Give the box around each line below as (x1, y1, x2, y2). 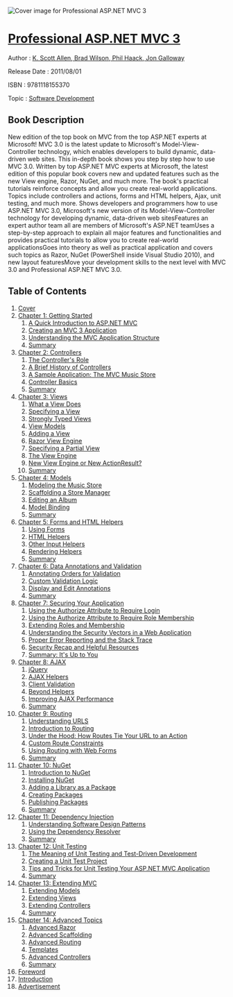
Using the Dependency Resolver (28, 827, 121, 835)
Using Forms (28, 525, 65, 534)
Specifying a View (28, 407, 80, 416)
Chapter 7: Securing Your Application (17, 599, 124, 607)
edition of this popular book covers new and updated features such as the (8, 169, 219, 178)
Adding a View (28, 429, 70, 437)
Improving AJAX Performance (28, 695, 114, 703)
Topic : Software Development (8, 94, 94, 102)
